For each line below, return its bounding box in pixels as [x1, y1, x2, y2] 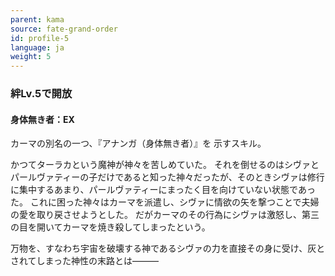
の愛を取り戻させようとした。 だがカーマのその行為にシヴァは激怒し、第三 [10, 209, 320, 221]
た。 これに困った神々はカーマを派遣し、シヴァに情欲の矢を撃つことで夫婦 [10, 196, 320, 208]
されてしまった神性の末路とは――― [10, 255, 160, 267]
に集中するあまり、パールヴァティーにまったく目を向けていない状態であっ [10, 184, 316, 196]
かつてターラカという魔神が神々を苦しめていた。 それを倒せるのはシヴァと [10, 159, 320, 171]
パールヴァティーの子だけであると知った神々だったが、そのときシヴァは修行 [10, 171, 325, 183]
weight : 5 [10, 52, 52, 62]
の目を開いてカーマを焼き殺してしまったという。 [10, 221, 211, 233]
